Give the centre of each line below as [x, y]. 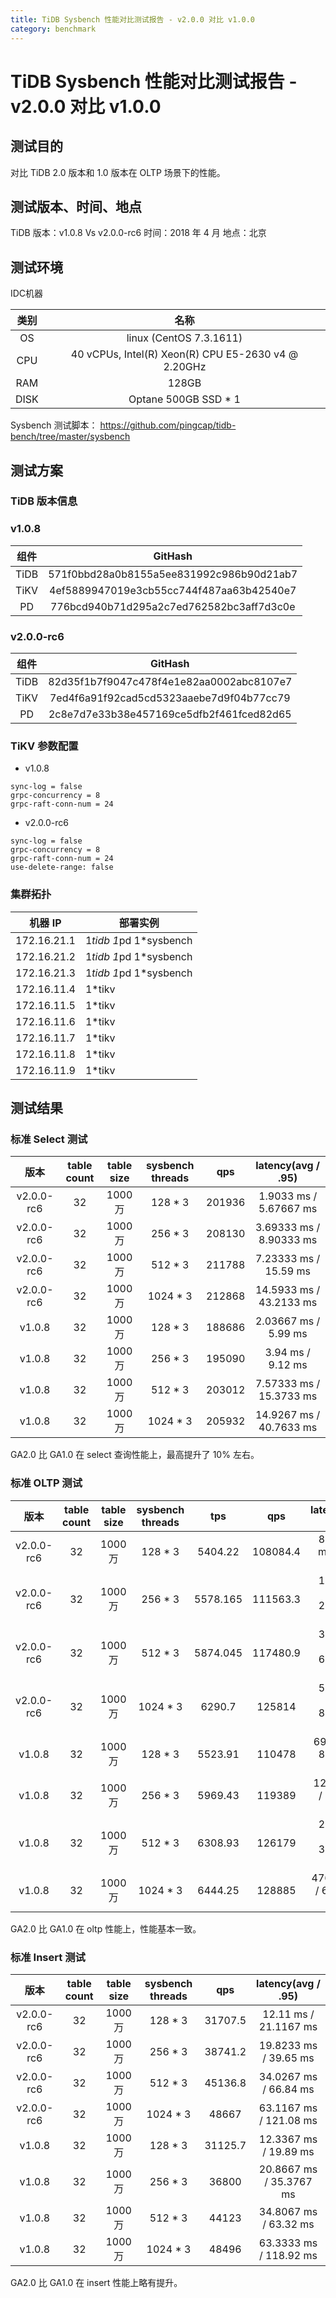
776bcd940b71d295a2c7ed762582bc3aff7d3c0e [172, 606]
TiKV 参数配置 [44, 746]
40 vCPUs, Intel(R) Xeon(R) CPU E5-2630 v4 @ [184, 354]
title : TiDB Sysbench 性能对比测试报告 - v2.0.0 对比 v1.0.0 [132, 19]
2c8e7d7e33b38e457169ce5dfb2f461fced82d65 [170, 714]
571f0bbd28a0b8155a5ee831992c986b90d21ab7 [173, 574]
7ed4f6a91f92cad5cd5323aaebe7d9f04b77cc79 [170, 698]
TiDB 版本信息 [44, 501]
